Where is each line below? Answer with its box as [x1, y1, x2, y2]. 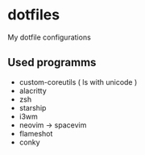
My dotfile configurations [7, 32, 92, 42]
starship [19, 103, 47, 112]
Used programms [7, 56, 97, 69]
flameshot [19, 128, 53, 138]
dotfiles [7, 6, 60, 24]
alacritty [19, 86, 48, 95]
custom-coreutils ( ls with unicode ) [19, 77, 138, 86]
